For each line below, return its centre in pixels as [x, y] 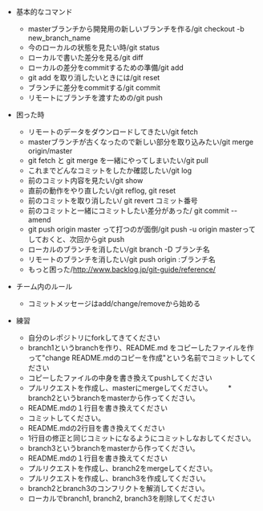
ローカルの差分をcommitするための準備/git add [106, 67]
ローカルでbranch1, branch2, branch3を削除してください [121, 498]
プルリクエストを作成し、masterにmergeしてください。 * [130, 388]
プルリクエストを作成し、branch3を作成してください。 [119, 478]
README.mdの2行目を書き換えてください [97, 428]
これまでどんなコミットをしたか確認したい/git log [110, 170]
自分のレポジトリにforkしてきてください [94, 337]
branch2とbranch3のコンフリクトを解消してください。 [119, 488]
